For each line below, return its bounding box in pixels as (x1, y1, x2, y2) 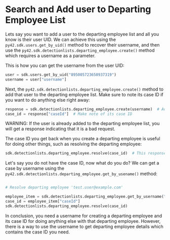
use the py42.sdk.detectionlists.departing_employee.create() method (5, 47, 155, 53)
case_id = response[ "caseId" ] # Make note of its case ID (5, 111, 133, 116)
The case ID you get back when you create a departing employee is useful (5, 136, 160, 142)
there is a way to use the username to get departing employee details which (5, 223, 163, 229)
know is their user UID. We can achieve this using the (5, 36, 116, 43)
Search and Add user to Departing (5, 4, 151, 15)
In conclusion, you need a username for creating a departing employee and (5, 213, 162, 219)
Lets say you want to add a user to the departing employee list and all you (5, 31, 159, 37)
